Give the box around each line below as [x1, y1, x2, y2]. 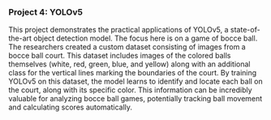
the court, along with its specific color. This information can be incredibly [8, 85, 253, 95]
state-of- [230, 25, 261, 35]
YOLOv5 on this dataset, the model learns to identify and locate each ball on [8, 76, 264, 87]
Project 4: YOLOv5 [8, 6, 84, 18]
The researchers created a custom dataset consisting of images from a [8, 42, 246, 52]
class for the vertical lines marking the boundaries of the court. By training [8, 68, 257, 78]
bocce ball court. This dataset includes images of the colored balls [8, 51, 231, 61]
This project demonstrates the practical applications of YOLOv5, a [8, 25, 229, 35]
